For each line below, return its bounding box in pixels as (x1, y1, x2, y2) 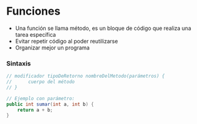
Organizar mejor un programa (15, 44, 90, 51)
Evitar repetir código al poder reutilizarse (15, 37, 118, 45)
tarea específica (15, 31, 56, 38)
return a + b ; (17, 107, 53, 113)
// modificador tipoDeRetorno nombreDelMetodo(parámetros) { (6, 73, 165, 79)
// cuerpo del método (6, 79, 75, 85)
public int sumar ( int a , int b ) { (6, 101, 95, 108)
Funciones (6, 4, 61, 18)
